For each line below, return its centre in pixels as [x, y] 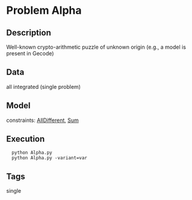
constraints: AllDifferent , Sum [43, 120]
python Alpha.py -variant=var [49, 158]
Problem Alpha [44, 11]
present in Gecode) [30, 53]
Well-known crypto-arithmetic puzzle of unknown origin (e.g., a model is [96, 47]
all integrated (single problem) [44, 86]
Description [29, 33]
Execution [26, 139]
